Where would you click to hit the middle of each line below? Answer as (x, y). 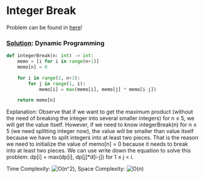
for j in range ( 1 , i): (57, 84)
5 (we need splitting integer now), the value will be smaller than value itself (100, 131)
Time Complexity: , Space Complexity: (66, 169)
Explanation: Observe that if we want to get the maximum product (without (100, 112)
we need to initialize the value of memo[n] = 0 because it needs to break (97, 144)
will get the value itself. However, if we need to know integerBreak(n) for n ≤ (102, 125)
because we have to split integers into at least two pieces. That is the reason (102, 138)
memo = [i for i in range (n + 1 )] (58, 61)
